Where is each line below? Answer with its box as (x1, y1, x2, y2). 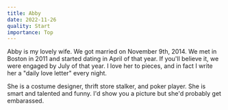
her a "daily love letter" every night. (7, 69, 107, 77)
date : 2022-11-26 (7, 16, 57, 23)
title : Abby (7, 10, 41, 17)
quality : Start (7, 22, 51, 29)
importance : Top (7, 29, 53, 36)
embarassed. (7, 96, 45, 105)
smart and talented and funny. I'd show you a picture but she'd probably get (7, 90, 221, 98)
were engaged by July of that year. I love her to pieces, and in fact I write (7, 62, 214, 70)
